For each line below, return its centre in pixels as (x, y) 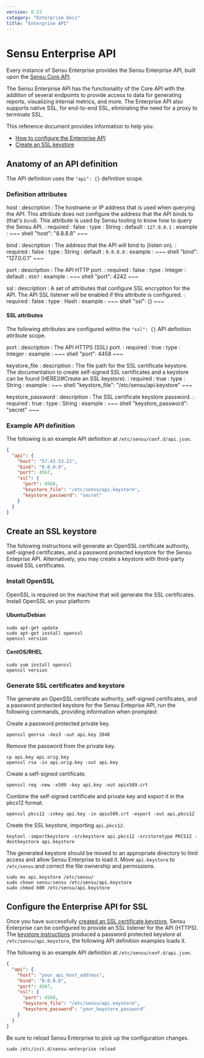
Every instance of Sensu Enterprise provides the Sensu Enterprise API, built (101, 70)
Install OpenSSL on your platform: (49, 601)
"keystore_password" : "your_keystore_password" (84, 1009)
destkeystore (23, 842)
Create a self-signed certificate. (46, 774)
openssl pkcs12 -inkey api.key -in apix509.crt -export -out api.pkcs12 (100, 814)
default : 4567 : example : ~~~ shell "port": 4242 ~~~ (72, 277)
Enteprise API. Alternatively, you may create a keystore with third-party (95, 559)
